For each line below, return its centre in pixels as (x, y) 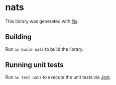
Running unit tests (34, 65)
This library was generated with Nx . (42, 21)
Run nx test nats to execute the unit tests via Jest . (58, 77)
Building (18, 37)
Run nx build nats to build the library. (44, 49)
